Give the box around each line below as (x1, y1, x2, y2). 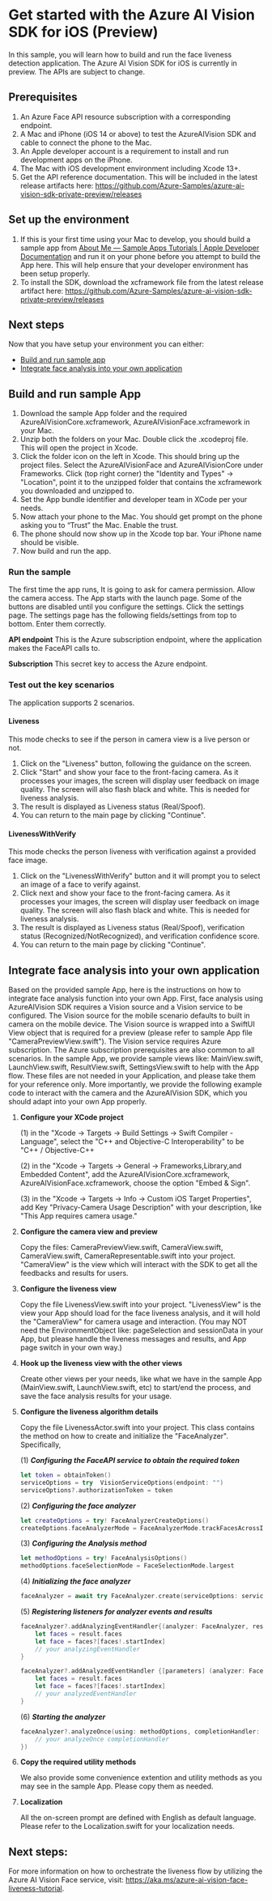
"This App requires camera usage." (19, 1211, 138, 1220)
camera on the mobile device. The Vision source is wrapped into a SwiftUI (8, 1019, 255, 1029)
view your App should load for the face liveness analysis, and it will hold (19, 1308, 261, 1317)
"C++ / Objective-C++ (19, 1146, 95, 1155)
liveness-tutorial (8, 1884, 62, 1894)
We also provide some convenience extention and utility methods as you (19, 1773, 262, 1783)
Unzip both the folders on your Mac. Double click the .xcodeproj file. (19, 435, 249, 444)
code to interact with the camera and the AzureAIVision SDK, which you (8, 1088, 248, 1098)
